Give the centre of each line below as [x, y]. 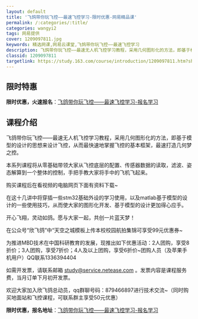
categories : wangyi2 [32, 28]
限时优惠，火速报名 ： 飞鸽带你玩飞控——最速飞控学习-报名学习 [82, 102]
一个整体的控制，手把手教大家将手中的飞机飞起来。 [88, 173]
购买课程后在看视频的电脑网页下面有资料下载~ [62, 185]
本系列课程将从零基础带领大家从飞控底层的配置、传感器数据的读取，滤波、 [96, 165]
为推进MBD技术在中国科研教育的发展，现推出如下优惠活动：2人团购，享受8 [98, 243]
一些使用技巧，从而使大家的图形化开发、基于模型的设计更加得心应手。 [101, 205]
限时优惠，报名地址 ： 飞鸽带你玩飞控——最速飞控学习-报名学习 [82, 310]
